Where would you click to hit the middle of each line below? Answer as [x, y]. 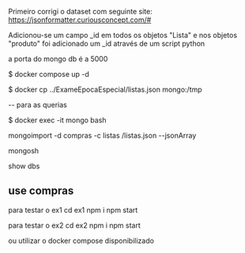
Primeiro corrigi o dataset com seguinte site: [80, 11]
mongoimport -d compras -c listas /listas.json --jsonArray [102, 135]
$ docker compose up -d [49, 74]
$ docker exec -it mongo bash [57, 120]
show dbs [24, 166]
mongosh [24, 151]
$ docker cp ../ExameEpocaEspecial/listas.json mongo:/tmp [106, 89]
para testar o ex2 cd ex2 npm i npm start [74, 225]
